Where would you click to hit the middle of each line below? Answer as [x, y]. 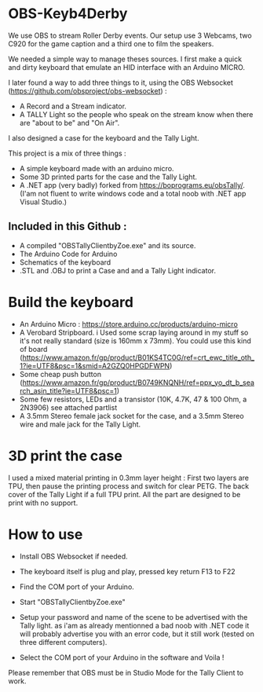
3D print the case [66, 456]
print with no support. [43, 503]
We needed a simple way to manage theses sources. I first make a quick [125, 59]
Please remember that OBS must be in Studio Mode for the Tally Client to [126, 672]
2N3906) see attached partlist [68, 407]
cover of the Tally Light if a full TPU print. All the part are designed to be [124, 494]
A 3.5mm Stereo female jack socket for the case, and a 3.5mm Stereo [132, 416]
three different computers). [63, 642]
